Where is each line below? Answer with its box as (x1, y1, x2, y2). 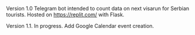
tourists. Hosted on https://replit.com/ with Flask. (6, 11, 125, 18)
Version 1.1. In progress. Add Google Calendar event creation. (6, 23, 154, 29)
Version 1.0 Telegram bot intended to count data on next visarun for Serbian (6, 5, 190, 12)
